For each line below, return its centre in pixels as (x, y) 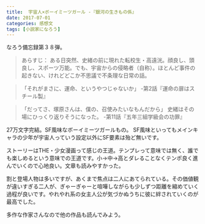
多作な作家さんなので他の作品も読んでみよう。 (65, 215)
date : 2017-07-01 (28, 18)
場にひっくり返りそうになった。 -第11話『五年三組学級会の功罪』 (103, 117)
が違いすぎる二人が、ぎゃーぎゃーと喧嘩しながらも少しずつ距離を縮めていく (102, 187)
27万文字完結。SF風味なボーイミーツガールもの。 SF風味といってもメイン (100, 130)
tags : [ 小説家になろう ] (33, 29)
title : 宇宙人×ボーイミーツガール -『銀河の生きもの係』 (72, 12)
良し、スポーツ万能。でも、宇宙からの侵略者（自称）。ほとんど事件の (108, 68)
